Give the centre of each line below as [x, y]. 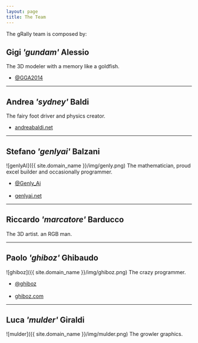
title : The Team [26, 17]
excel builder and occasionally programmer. [60, 172]
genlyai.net [28, 195]
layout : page [22, 11]
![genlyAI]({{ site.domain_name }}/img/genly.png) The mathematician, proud [98, 165]
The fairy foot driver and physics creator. [56, 116]
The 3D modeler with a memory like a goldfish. [63, 66]
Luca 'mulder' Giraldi [45, 320]
